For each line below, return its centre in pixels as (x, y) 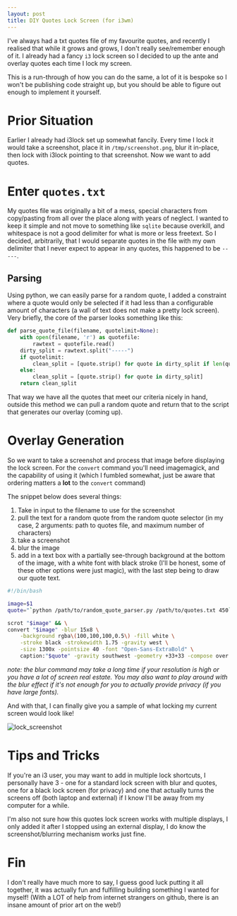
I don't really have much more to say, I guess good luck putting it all (105, 882)
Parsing (25, 278)
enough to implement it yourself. (54, 92)
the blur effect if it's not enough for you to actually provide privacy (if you (114, 685)
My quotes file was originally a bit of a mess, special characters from (108, 211)
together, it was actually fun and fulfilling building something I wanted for (113, 890)
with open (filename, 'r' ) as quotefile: (80, 338)
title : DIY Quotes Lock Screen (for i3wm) (71, 21)
